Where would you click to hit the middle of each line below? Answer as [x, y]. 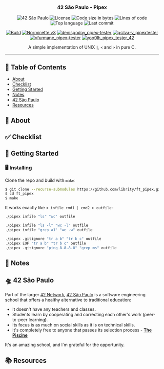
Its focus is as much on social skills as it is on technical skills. [73, 325]
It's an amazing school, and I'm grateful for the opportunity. [65, 345]
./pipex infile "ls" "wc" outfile [40, 217]
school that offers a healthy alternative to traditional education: [68, 300]
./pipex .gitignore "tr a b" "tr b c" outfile [53, 239]
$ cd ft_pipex [20, 194]
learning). [38, 320]
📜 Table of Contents [36, 67]
